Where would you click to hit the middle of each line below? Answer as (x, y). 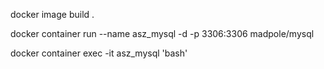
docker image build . (52, 14)
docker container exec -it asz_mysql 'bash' (99, 53)
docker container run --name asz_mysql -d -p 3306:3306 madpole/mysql (162, 33)
